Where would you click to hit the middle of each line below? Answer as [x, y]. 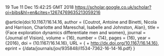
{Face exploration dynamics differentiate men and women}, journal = [76, 32]
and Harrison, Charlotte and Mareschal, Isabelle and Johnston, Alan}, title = [82, 27]
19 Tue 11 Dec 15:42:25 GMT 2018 [40, 7]
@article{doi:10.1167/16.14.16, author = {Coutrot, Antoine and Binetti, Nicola [81, 22]
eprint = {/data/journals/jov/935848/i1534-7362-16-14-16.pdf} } [70, 48]
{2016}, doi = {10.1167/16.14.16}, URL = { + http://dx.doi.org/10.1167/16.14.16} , [82, 43]
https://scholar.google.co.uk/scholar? [113, 7]
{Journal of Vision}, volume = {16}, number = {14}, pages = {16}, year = [78, 38]
